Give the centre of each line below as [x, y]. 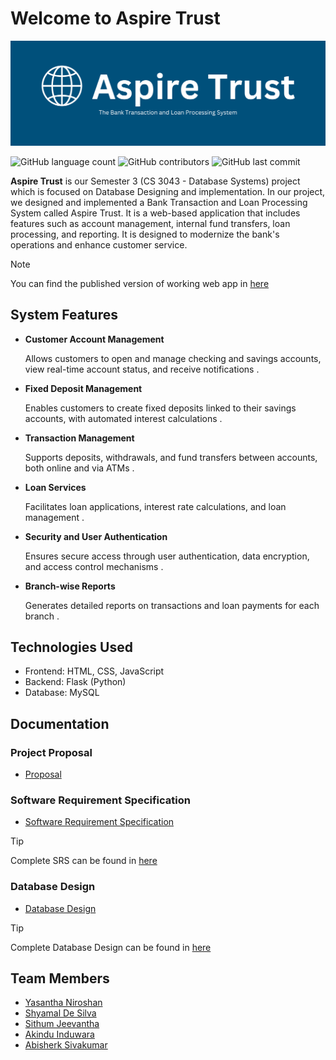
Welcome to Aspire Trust [115, 18]
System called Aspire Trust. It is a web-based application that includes [155, 213]
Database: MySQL [62, 693]
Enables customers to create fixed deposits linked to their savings [160, 408]
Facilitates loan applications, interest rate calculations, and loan [155, 506]
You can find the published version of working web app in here [140, 283]
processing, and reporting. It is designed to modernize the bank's [145, 234]
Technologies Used [71, 647]
